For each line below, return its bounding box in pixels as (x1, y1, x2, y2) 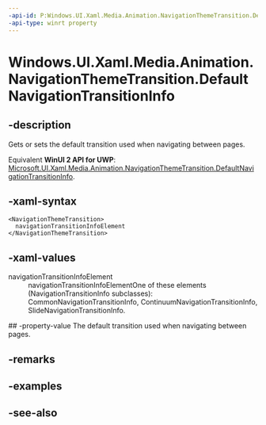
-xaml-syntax (8, 194, 78, 208)
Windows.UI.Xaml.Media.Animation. (8, 53, 255, 71)
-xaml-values (8, 251, 76, 264)
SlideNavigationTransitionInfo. (28, 306, 126, 316)
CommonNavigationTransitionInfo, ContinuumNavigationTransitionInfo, (28, 297, 258, 307)
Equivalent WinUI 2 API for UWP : (8, 155, 116, 164)
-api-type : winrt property (8, 19, 97, 27)
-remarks (8, 352, 55, 366)
